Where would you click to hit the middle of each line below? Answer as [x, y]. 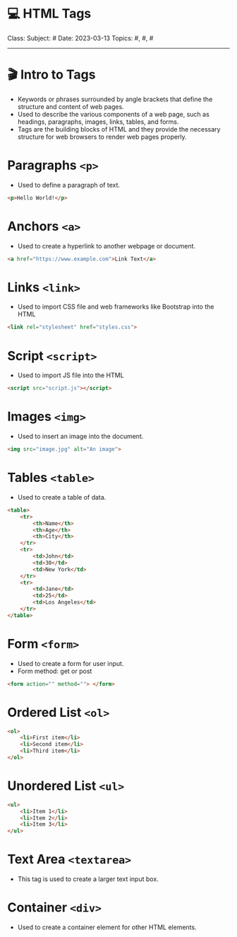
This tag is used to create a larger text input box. [88, 879]
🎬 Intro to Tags [51, 75]
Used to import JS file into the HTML [71, 375]
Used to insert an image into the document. [80, 437]
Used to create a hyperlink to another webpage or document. [107, 246]
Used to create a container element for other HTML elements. [107, 927]
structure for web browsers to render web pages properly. [102, 137]
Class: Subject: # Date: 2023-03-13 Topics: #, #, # [80, 38]
